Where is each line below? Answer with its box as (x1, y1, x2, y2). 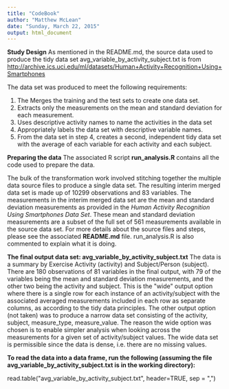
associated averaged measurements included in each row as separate (7, 296, 206, 305)
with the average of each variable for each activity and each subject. (17, 140, 212, 148)
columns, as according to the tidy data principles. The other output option (7, 304, 217, 312)
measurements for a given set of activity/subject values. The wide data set (7, 333, 219, 342)
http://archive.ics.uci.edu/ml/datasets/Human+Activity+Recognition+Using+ (7, 62, 222, 71)
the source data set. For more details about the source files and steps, (7, 225, 206, 233)
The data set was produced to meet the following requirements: (7, 83, 188, 91)
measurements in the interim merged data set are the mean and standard (7, 196, 215, 204)
